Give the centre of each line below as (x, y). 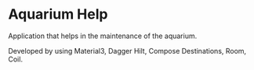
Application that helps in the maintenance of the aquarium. (103, 36)
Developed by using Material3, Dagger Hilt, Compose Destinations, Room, (127, 51)
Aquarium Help (58, 14)
